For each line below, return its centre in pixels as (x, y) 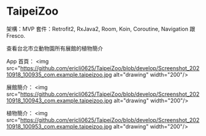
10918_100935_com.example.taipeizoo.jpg (59, 74)
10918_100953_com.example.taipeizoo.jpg (59, 126)
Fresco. (16, 35)
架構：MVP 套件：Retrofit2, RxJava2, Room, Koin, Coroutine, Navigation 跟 (101, 29)
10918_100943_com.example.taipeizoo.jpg (59, 100)
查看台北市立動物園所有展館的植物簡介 (55, 48)
